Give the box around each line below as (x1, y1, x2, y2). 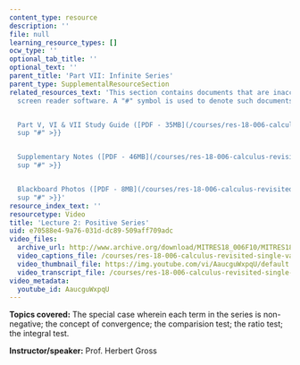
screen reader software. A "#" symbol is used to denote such (17, 96, 254, 106)
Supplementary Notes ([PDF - (17, 153, 126, 162)
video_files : (9, 234, 58, 244)
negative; (9, 318, 44, 329)
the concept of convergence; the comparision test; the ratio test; (45, 318, 284, 329)
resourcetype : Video (9, 209, 87, 219)
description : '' (9, 21, 70, 30)
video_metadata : (9, 276, 70, 285)
